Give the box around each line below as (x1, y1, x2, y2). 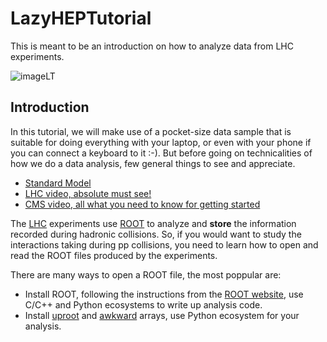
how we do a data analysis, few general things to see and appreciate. (10, 157, 296, 169)
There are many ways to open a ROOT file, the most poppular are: (10, 268, 282, 281)
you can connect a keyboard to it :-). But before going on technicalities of (10, 147, 313, 159)
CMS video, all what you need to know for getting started (24, 198, 261, 210)
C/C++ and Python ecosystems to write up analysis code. (24, 298, 263, 311)
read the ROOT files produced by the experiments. (10, 249, 218, 261)
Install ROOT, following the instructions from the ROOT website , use (24, 288, 304, 300)
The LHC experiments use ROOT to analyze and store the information (10, 217, 297, 229)
